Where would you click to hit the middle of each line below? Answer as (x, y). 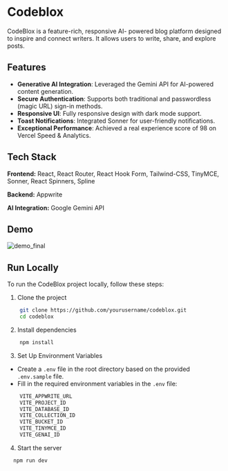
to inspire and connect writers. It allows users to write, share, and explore (112, 38)
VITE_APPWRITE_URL (46, 396)
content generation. (45, 91)
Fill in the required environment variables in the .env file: (97, 383)
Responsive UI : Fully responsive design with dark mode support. (109, 113)
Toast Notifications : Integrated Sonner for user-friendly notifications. (116, 121)
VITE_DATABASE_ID (45, 409)
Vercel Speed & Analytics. (54, 135)
